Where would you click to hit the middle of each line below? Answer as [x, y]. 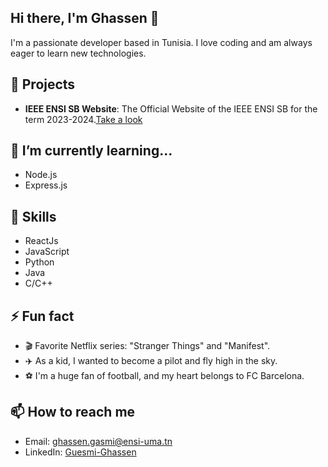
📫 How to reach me [73, 412]
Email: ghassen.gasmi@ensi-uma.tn [98, 441]
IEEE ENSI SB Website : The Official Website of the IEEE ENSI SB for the [171, 108]
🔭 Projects [43, 84]
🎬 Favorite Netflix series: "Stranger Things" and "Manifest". [147, 346]
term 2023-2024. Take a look [83, 119]
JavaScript [47, 252]
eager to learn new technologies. [78, 53]
